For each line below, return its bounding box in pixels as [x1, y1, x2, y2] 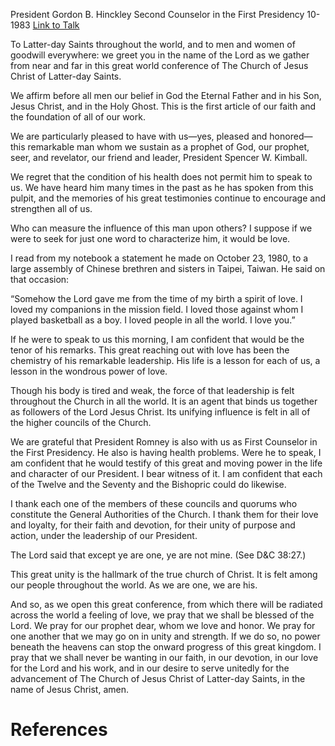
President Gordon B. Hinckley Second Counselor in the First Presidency [10, 9, 305, 20]
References [10, 719, 108, 741]
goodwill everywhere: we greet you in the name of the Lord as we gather [10, 49, 310, 61]
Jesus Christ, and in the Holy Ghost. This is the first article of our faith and [10, 100, 317, 112]
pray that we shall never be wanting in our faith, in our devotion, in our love [10, 652, 319, 663]
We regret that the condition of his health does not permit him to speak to [10, 171, 313, 183]
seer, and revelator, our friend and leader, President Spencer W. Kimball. [10, 152, 308, 163]
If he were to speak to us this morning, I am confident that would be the [10, 334, 305, 345]
